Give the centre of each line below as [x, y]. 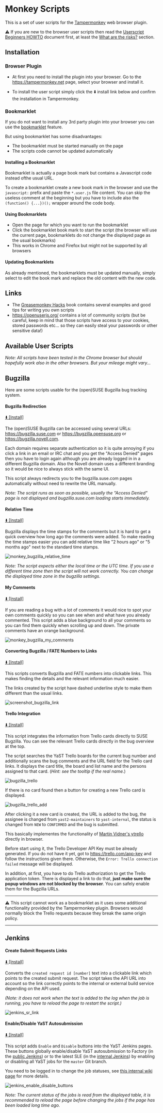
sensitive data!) [27, 331]
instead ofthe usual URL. [30, 178]
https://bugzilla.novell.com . [32, 439]
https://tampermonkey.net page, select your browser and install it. [78, 82]
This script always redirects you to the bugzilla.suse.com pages [69, 478]
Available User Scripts [39, 346]
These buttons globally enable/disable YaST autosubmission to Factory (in [79, 1051]
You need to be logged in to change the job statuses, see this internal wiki [79, 1071]
